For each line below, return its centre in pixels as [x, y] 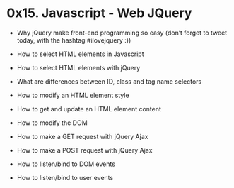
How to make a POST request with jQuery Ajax [84, 150]
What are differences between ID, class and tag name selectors [109, 81]
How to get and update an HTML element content [89, 109]
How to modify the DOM [52, 123]
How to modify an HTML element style [73, 95]
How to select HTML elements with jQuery [78, 67]
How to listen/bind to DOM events [66, 164]
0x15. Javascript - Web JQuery [99, 13]
